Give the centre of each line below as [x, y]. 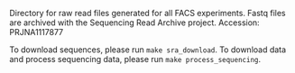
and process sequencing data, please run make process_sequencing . [135, 59]
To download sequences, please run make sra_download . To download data [148, 50]
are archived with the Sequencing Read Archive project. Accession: [134, 23]
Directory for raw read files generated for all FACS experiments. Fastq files [147, 13]
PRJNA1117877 [37, 32]
